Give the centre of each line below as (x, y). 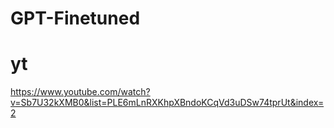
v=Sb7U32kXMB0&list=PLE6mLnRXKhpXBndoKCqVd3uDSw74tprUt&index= (167, 103)
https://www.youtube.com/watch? (80, 92)
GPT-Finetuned (75, 18)
